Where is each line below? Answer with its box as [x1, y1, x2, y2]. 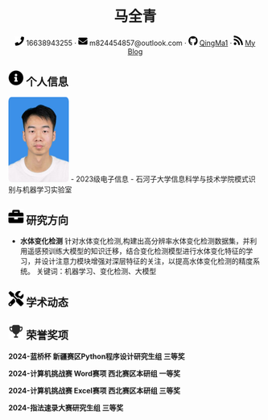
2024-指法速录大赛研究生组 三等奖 [8, 402, 124, 412]
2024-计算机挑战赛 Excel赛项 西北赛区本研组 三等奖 [8, 385, 181, 395]
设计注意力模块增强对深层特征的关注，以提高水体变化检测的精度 [41, 256, 254, 266]
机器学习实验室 [22, 185, 72, 194]
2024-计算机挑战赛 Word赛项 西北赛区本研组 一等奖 [8, 368, 181, 378]
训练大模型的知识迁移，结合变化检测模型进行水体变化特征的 [47, 247, 246, 256]
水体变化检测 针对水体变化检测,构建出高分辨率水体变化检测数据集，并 [19, 236, 250, 246]
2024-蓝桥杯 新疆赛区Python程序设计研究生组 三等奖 [8, 351, 185, 361]
